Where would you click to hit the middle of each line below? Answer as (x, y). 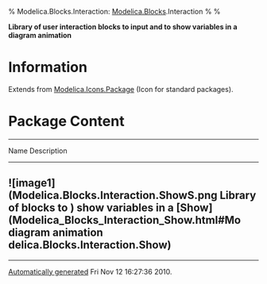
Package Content (66, 121)
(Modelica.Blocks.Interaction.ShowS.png (113, 196)
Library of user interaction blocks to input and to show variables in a (123, 27)
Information (48, 67)
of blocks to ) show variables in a (91, 208)
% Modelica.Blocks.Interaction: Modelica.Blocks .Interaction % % (114, 12)
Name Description (38, 151)
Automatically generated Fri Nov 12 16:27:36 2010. (90, 271)
